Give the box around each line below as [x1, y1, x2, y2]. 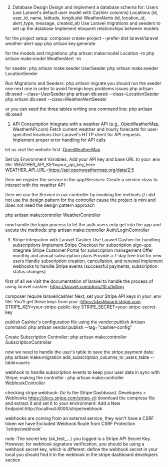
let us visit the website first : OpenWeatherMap [5, 147, 101, 152]
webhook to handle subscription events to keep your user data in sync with [5, 369, 160, 375]
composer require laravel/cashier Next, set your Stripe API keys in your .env [5, 293, 161, 299]
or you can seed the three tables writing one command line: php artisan [5, 106, 152, 112]
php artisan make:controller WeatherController [5, 212, 101, 218]
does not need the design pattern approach [5, 202, 95, 208]
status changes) [12, 269, 46, 274]
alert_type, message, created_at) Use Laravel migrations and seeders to [12, 20, 161, 26]
